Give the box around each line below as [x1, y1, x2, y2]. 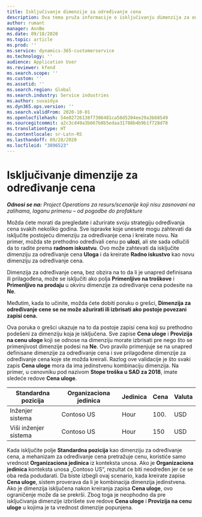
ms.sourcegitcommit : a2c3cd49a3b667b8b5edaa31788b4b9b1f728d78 [7, 120, 168, 126]
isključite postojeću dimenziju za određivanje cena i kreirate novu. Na [7, 231, 178, 238]
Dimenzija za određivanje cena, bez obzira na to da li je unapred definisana [7, 268, 192, 276]
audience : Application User [7, 59, 77, 65]
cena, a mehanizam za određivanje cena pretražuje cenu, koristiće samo [7, 453, 186, 460]
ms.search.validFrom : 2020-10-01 [7, 109, 91, 115]
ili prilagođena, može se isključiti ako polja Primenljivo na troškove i [7, 275, 174, 282]
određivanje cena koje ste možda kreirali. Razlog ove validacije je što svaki [7, 355, 191, 362]
